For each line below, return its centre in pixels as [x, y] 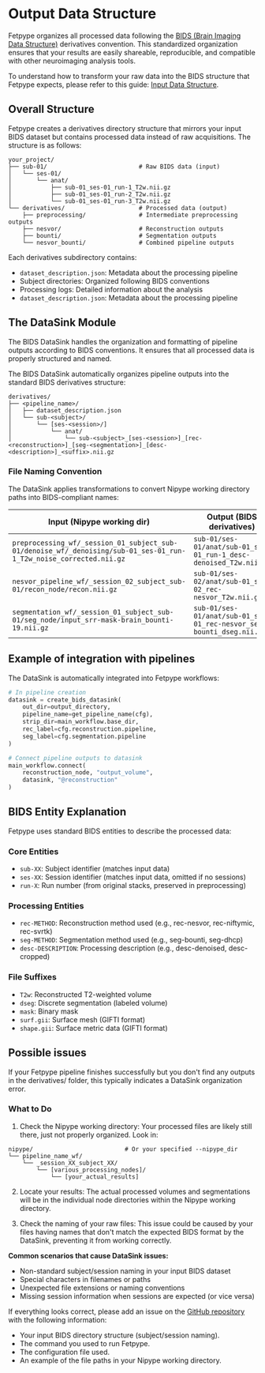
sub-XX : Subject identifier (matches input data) [95, 869]
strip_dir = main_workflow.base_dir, [81, 722]
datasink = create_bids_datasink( [65, 700]
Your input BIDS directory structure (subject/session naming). [119, 1335]
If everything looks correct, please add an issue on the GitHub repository [127, 1311]
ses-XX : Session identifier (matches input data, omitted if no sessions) [133, 877]
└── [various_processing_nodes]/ [91, 1170]
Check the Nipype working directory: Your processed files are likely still [136, 1126]
